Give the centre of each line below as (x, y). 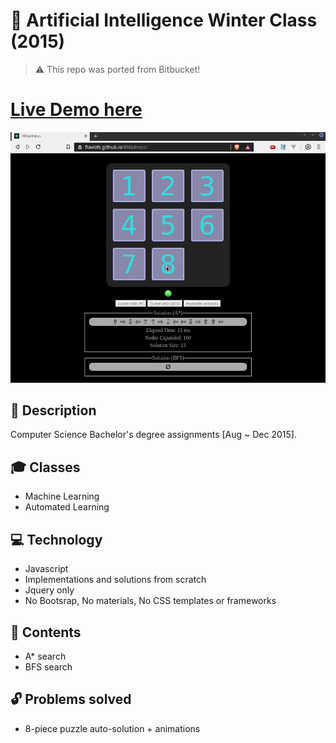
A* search (45, 656)
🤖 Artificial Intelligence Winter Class (164, 20)
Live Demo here (76, 110)
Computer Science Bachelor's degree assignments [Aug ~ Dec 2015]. (153, 435)
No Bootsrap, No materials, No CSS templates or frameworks (150, 601)
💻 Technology (56, 539)
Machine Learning (62, 496)
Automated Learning (67, 507)
